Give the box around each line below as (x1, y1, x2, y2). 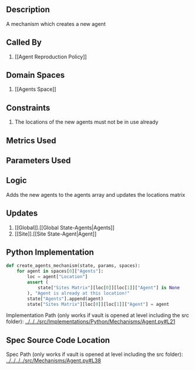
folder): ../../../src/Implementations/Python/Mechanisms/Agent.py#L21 (6, 318, 176, 325)
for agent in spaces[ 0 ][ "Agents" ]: (16, 268, 104, 275)
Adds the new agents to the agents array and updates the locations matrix (6, 191, 186, 198)
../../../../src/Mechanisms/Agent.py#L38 (6, 357, 102, 364)
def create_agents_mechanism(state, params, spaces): (6, 263, 141, 269)
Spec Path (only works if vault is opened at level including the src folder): (6, 351, 183, 358)
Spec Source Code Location (6, 335, 110, 345)
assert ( (27, 279, 49, 285)
